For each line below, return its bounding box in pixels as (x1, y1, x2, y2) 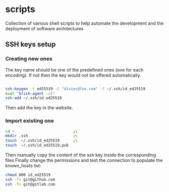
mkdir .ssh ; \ (5, 134, 78, 139)
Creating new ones (5, 55, 53, 62)
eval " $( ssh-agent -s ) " (5, 91, 55, 96)
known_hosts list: (5, 163, 41, 169)
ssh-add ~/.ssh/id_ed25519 (5, 96, 62, 101)
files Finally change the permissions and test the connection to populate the (5, 157, 163, 163)
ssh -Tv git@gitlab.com (5, 181, 55, 187)
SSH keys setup (5, 40, 56, 49)
